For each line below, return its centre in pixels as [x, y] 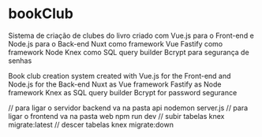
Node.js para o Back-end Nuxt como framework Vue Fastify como [116, 43]
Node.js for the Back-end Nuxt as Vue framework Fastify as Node [115, 84]
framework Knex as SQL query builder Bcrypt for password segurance [123, 92]
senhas [20, 61]
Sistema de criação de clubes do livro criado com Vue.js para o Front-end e [131, 35]
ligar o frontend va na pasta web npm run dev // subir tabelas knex [116, 116]
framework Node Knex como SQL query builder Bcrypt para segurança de [129, 52]
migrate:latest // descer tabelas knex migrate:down [91, 124]
